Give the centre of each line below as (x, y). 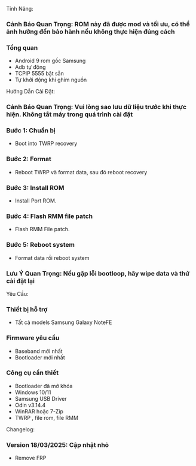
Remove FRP (30, 458)
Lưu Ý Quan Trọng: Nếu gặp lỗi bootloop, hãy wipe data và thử (98, 273)
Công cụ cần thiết (32, 373)
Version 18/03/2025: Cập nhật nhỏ (58, 444)
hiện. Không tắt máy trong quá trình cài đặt (70, 114)
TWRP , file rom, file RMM (47, 417)
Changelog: (20, 429)
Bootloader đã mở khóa (44, 386)
